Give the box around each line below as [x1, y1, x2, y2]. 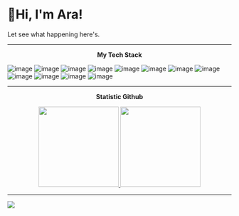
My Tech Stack [97, 50, 142, 59]
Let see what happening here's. [7, 30, 100, 38]
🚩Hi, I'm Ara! [7, 6, 83, 23]
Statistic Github [95, 92, 144, 101]
